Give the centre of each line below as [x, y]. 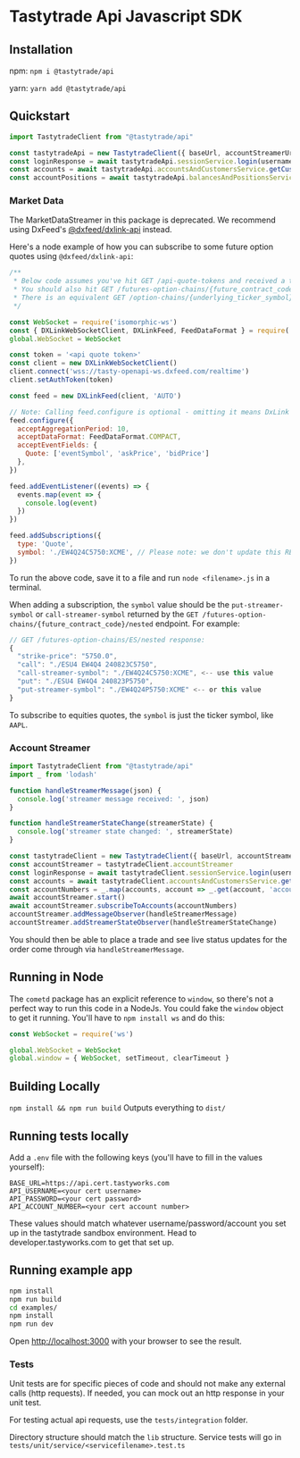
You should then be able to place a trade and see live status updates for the [148, 939]
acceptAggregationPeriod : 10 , [73, 429]
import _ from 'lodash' [54, 775]
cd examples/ [33, 1307]
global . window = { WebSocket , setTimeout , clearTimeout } [119, 1059]
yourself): [27, 1167]
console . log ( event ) [62, 503]
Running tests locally [69, 1136]
